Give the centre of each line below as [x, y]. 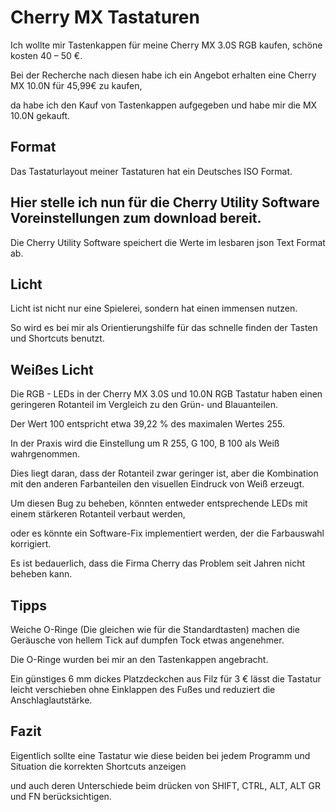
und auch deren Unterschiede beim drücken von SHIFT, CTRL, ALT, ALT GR [165, 785]
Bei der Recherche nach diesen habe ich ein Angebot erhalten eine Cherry [163, 75]
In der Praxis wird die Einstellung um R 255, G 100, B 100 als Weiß [145, 443]
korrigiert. [31, 544]
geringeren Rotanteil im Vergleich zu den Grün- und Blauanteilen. [144, 405]
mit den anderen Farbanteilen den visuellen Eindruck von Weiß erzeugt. [157, 484]
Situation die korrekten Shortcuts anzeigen [98, 766]
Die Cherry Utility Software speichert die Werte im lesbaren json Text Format [168, 242]
